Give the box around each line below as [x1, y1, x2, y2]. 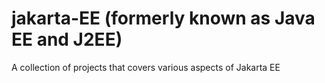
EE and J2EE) [11, 28, 123, 51]
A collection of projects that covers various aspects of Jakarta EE [11, 61, 281, 73]
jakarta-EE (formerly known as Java [11, 7, 316, 30]
